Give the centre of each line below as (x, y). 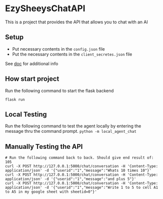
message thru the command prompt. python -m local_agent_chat (71, 131)
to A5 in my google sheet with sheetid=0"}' (51, 192)
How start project (32, 79)
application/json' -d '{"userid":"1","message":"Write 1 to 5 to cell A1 (82, 188)
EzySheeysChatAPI (45, 9)
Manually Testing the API (44, 146)
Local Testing (26, 114)
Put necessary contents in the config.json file (58, 49)
